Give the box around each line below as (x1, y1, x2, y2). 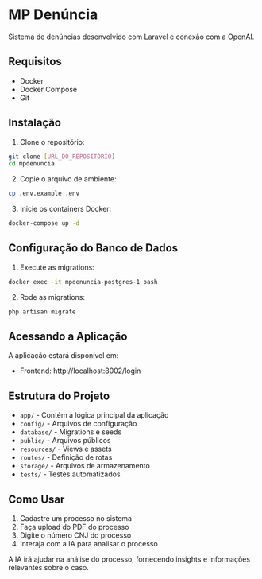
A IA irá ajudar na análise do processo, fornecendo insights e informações (8, 554, 251, 564)
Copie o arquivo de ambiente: (19, 174, 117, 184)
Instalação (8, 116, 62, 130)
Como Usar (8, 492, 65, 506)
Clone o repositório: (19, 137, 85, 146)
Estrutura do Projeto (8, 389, 110, 402)
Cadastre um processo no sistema (19, 514, 133, 523)
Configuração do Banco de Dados (8, 241, 179, 255)
